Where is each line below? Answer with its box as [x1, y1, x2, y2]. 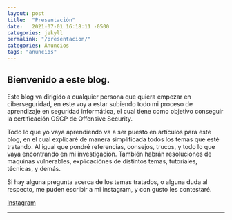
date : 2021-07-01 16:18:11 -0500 [7, 23, 110, 30]
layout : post [7, 10, 45, 17]
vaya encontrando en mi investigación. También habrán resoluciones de [7, 150, 212, 158]
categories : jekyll [7, 29, 64, 37]
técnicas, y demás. [7, 164, 61, 172]
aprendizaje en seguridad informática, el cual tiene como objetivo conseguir [7, 107, 224, 115]
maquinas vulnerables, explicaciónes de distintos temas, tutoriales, [7, 157, 198, 166]
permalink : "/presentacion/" [7, 36, 91, 43]
